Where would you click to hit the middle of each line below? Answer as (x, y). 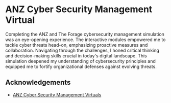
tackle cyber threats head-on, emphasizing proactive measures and (77, 45)
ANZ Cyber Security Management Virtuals (57, 94)
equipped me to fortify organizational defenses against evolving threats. (81, 66)
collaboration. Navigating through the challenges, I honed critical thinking (82, 50)
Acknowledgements (38, 82)
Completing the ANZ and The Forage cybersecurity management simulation (85, 34)
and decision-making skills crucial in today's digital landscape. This (76, 56)
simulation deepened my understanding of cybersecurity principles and (80, 61)
